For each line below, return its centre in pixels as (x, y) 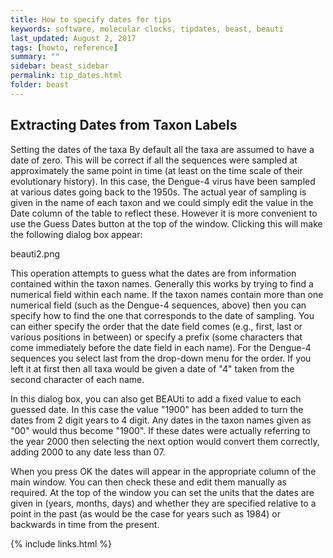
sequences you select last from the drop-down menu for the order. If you (161, 358)
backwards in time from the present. (85, 524)
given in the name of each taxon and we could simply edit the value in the (162, 202)
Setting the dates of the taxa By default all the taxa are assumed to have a (162, 149)
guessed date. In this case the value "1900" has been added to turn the (157, 409)
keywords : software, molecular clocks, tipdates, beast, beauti (147, 29)
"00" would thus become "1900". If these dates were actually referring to (160, 430)
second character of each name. (77, 379)
